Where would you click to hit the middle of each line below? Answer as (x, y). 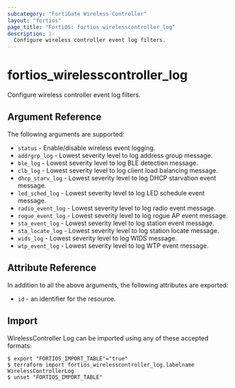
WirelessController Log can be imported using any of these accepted (108, 338)
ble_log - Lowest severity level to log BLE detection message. (108, 163)
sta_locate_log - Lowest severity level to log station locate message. (118, 230)
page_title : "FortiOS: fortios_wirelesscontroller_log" (91, 27)
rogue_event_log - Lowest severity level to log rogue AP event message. (122, 215)
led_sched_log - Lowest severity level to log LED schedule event (111, 193)
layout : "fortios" (34, 21)
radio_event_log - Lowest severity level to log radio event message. (116, 208)
